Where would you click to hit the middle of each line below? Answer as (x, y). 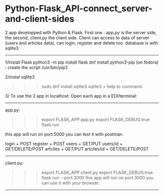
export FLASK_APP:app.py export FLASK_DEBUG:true (95, 119)
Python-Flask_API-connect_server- (79, 9)
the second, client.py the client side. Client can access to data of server (77, 38)
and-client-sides (40, 19)
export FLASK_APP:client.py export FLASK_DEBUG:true (97, 172)
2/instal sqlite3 (20, 77)
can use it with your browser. (71, 183)
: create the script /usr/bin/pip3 (36, 67)
